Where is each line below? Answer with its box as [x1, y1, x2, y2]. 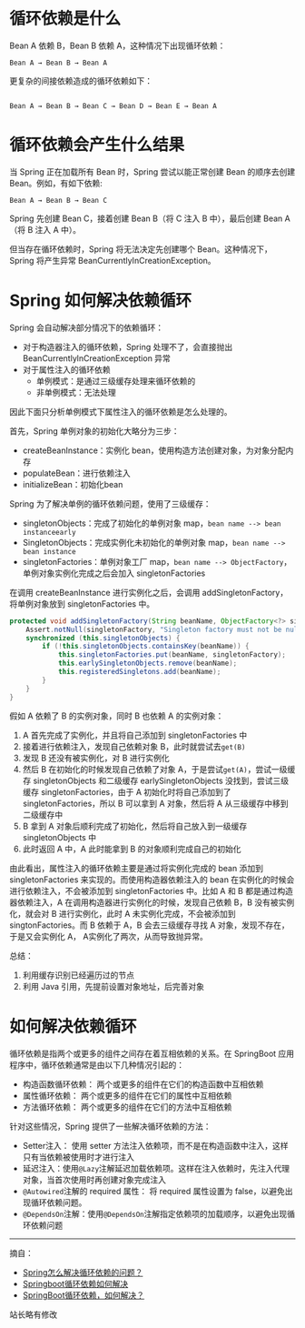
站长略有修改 [9, 1309, 57, 1320]
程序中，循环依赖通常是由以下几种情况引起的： [9, 1059, 184, 1070]
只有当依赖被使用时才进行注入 [22, 1152, 134, 1162]
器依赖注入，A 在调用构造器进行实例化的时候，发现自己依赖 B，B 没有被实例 [9, 897, 295, 908]
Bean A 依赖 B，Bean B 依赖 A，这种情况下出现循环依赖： [9, 40, 226, 51]
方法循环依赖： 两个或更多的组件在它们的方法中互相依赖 [22, 1102, 232, 1112]
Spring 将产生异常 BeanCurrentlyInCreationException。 [9, 255, 216, 266]
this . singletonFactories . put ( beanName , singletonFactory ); [57, 650, 286, 659]
